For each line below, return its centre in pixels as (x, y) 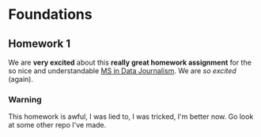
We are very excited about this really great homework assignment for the (130, 62)
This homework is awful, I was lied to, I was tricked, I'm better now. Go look (131, 117)
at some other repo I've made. (57, 125)
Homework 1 (40, 44)
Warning (25, 99)
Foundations (50, 15)
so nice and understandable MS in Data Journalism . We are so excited (123, 71)
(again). (21, 79)
